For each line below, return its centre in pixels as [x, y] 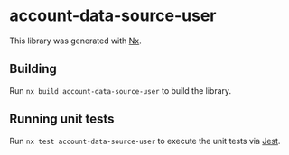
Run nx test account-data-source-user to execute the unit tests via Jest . [145, 141]
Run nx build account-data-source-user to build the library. [121, 90]
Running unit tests [62, 119]
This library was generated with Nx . [75, 41]
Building [33, 69]
